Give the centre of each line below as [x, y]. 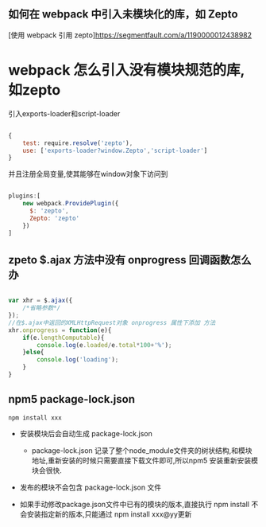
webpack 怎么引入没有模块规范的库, [127, 70]
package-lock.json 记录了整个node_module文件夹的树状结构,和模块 [142, 450]
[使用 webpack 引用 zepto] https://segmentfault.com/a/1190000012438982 [130, 35]
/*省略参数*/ [42, 308]
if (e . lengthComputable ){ [64, 338]
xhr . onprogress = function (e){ [60, 330]
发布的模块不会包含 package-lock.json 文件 [90, 487]
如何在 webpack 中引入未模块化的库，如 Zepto [123, 14]
